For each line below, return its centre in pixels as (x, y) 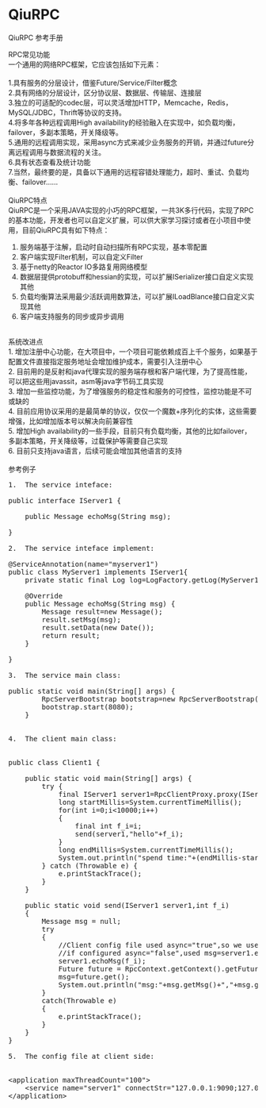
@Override (44, 596)
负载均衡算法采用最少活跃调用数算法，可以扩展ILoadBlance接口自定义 (133, 296)
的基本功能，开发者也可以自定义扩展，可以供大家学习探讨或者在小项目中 (126, 220)
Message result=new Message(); (102, 612)
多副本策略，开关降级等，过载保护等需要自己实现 (88, 441)
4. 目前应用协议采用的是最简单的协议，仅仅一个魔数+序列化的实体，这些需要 (133, 411)
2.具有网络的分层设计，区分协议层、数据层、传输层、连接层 (105, 92)
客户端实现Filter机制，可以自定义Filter (82, 256)
